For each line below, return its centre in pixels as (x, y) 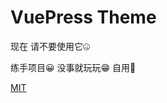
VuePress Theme (83, 17)
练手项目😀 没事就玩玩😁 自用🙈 (73, 67)
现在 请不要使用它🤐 (50, 46)
